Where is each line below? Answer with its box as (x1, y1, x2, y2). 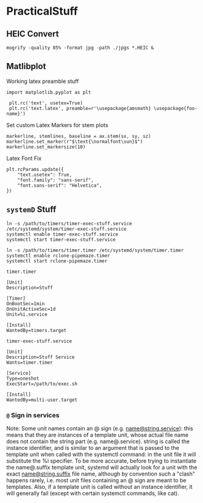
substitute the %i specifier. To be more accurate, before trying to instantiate (6, 457, 197, 465)
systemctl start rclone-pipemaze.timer (6, 258, 108, 264)
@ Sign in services (6, 411, 60, 419)
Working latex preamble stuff (6, 78, 79, 85)
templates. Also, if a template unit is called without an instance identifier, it (6, 483, 193, 490)
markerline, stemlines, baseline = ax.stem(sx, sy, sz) (6, 133, 151, 139)
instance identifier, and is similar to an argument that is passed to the (6, 444, 180, 451)
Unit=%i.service (6, 311, 48, 317)
